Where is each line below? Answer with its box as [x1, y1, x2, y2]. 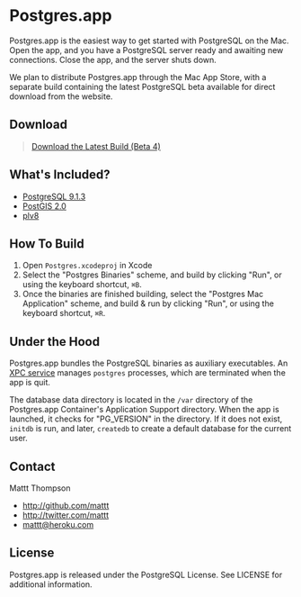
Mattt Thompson [9, 483, 71, 493]
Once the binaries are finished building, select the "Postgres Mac [22, 289, 264, 300]
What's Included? [9, 167, 111, 183]
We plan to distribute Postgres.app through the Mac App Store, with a [9, 71, 267, 82]
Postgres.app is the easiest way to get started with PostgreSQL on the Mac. [9, 35, 289, 46]
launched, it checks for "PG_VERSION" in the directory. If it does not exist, [9, 413, 283, 424]
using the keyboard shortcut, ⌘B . [22, 279, 142, 290]
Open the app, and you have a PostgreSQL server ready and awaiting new [9, 44, 284, 55]
